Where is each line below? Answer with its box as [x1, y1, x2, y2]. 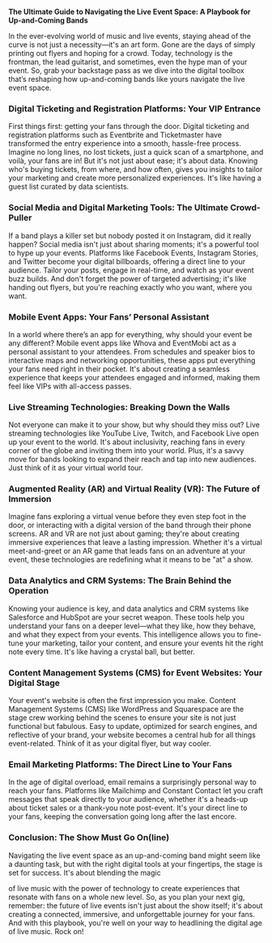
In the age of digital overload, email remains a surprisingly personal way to [8, 778, 257, 787]
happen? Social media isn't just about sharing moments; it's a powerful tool [8, 239, 259, 249]
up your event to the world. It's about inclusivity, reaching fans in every [8, 437, 245, 447]
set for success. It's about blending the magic [8, 868, 161, 877]
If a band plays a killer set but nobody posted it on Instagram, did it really [8, 230, 252, 240]
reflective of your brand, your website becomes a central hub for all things [8, 730, 257, 740]
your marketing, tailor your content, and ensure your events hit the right [25, 638, 264, 648]
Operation [8, 585, 49, 597]
